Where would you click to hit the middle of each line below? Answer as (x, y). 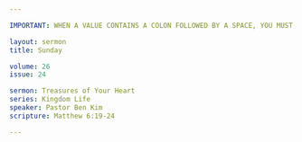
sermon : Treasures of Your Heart (72, 91)
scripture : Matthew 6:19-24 (62, 116)
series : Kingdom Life (50, 100)
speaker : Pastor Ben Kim (56, 108)
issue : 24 (28, 75)
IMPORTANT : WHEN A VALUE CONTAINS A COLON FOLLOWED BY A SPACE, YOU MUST (151, 25)
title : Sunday (36, 50)
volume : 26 (30, 67)
